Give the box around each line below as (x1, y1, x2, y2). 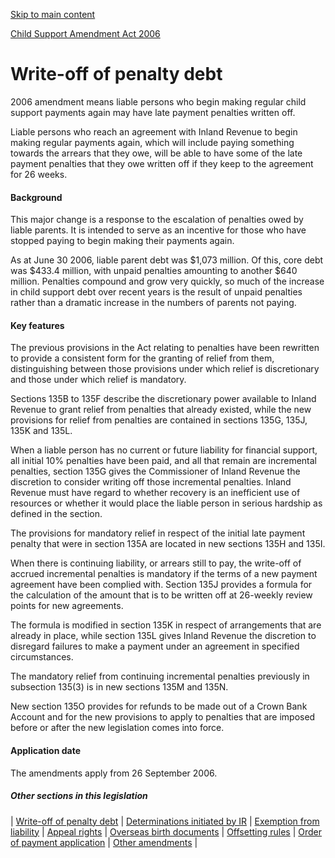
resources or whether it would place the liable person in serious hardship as (10, 497, 323, 509)
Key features (10, 319, 65, 331)
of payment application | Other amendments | (10, 836, 198, 848)
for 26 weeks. (10, 168, 68, 180)
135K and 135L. (10, 425, 73, 437)
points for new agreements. (10, 600, 124, 612)
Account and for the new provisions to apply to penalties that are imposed (10, 711, 316, 723)
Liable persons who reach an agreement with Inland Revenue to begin (10, 125, 298, 138)
